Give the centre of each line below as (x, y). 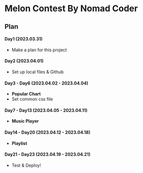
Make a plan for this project (39, 50)
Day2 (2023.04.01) (24, 61)
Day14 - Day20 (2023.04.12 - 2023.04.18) (48, 132)
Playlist (19, 143)
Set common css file (32, 99)
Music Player (25, 121)
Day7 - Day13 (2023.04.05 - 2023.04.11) (46, 110)
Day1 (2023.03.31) (24, 39)
